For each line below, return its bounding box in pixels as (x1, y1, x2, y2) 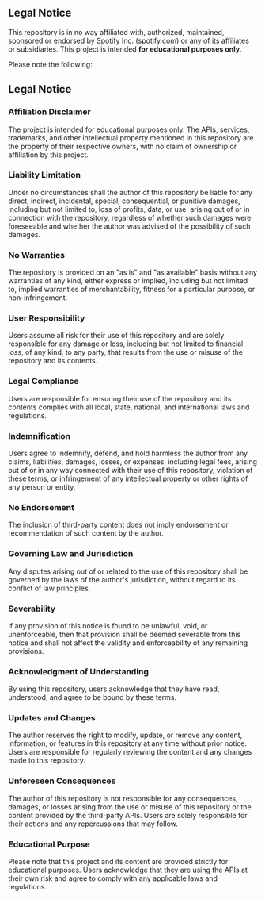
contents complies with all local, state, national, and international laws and (8, 402, 250, 412)
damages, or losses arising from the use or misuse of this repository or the (8, 801, 252, 812)
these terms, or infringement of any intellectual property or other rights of (8, 474, 248, 483)
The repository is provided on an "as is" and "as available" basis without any (8, 267, 258, 277)
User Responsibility (8, 313, 85, 324)
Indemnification (8, 430, 71, 441)
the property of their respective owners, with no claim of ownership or (8, 141, 237, 151)
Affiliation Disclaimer (8, 106, 91, 117)
